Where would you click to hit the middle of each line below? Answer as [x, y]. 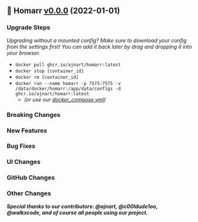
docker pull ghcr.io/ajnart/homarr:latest [68, 65]
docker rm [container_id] [47, 77]
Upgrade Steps [28, 28]
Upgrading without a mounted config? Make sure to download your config [97, 40]
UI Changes [24, 162]
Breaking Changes [34, 115]
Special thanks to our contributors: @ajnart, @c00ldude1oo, [82, 206]
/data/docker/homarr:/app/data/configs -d [68, 89]
